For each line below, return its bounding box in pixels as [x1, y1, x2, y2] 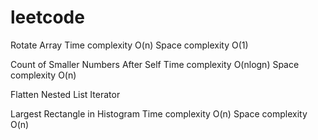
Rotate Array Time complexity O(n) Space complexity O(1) [10, 39, 249, 51]
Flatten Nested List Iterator [10, 88, 121, 100]
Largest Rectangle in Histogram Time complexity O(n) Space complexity [10, 107, 308, 120]
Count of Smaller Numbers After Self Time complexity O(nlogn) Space [10, 58, 300, 70]
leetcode [10, 6, 85, 29]
